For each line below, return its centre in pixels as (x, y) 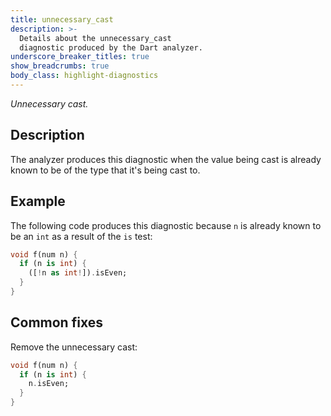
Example (38, 201)
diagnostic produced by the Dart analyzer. (111, 47)
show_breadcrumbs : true (60, 66)
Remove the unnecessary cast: (74, 347)
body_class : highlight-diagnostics (84, 76)
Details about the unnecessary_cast (95, 38)
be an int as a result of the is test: (81, 236)
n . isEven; (49, 384)
